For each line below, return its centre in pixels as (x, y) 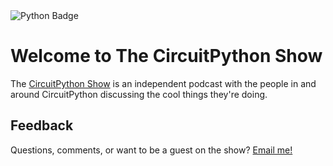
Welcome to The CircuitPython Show (166, 56)
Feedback (42, 125)
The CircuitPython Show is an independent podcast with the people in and (163, 83)
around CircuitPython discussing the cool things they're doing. (139, 94)
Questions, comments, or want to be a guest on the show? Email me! (151, 150)
